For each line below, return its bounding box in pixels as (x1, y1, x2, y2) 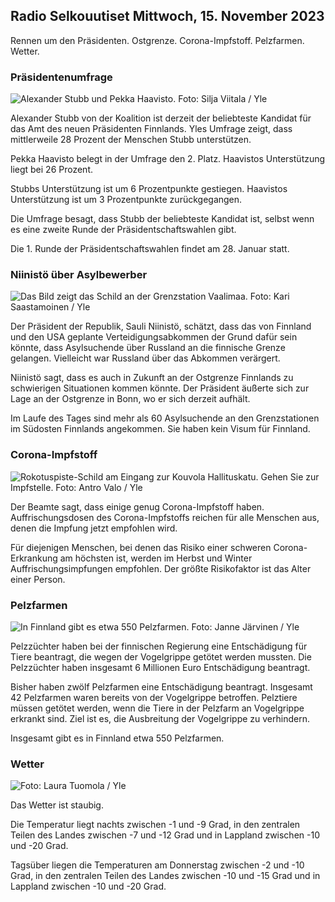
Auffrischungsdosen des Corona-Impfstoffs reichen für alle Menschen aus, (10, 511, 320, 523)
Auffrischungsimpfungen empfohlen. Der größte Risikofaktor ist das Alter (10, 562, 312, 574)
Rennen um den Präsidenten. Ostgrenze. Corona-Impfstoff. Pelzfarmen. (10, 34, 305, 46)
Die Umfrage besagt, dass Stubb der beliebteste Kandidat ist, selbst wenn (10, 213, 315, 225)
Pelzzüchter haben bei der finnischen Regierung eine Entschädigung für (10, 640, 308, 652)
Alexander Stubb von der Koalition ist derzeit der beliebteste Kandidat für (10, 112, 312, 124)
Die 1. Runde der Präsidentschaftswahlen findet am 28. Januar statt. (10, 243, 290, 255)
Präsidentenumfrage (10, 70, 113, 84)
